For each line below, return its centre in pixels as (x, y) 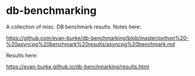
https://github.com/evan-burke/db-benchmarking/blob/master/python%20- (97, 38)
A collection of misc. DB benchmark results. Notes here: (74, 27)
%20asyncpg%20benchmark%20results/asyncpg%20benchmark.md (90, 44)
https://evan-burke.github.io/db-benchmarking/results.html (78, 66)
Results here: (22, 55)
